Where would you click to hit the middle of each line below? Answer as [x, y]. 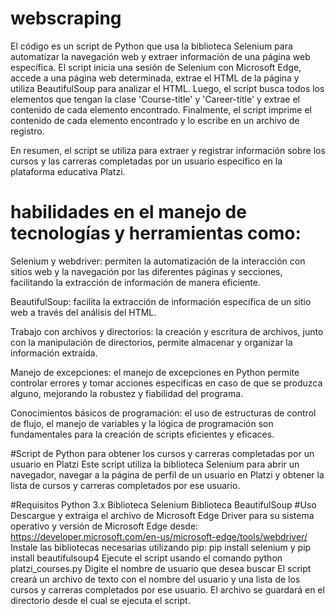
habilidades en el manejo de [128, 212]
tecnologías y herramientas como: [156, 233]
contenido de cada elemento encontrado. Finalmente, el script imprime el [161, 109]
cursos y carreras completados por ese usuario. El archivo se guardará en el [167, 589]
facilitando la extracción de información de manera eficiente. [135, 282]
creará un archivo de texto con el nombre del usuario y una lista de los [155, 579]
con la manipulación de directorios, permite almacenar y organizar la [151, 342]
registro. [27, 131]
